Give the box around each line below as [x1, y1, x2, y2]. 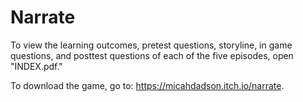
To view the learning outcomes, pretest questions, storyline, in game [10, 39, 293, 51]
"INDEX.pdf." [10, 60, 63, 72]
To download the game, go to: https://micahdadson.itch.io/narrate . [10, 79, 285, 91]
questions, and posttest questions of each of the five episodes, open [10, 49, 294, 61]
